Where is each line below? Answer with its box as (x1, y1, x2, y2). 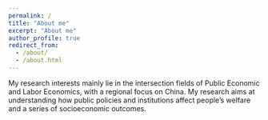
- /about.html (15, 57, 62, 65)
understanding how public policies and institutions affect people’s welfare (8, 95, 251, 105)
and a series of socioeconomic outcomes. (8, 103, 146, 113)
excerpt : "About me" (8, 26, 78, 34)
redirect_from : (8, 42, 59, 50)
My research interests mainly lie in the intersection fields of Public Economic (8, 78, 260, 88)
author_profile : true (8, 34, 81, 42)
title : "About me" (8, 19, 70, 27)
